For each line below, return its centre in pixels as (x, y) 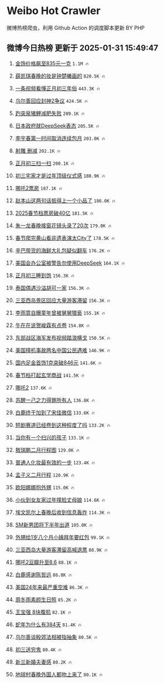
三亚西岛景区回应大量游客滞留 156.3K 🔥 (63, 300)
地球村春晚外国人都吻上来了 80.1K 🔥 (59, 674)
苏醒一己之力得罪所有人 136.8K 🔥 (55, 400)
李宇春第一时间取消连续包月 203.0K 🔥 (60, 138)
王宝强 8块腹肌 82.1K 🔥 (43, 612)
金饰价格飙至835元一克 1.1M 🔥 (52, 63)
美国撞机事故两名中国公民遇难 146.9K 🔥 (63, 350)
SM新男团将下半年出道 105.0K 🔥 (54, 525)
